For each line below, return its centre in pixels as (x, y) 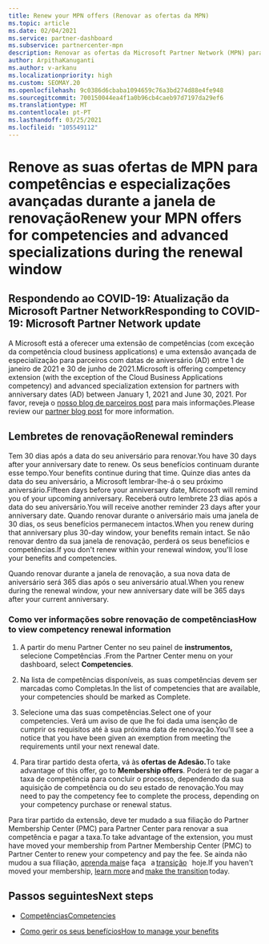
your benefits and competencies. (63, 558)
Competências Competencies (68, 915)
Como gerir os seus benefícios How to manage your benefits (119, 931)
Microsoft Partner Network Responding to (114, 311)
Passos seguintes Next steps (81, 896)
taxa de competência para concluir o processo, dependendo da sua (132, 779)
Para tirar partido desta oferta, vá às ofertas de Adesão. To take (125, 761)
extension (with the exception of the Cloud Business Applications (116, 377)
